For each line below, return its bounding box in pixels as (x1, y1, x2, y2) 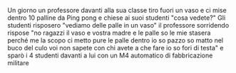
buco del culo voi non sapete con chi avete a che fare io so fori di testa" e (7, 44, 224, 52)
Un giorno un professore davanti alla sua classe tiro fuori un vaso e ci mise (7, 6, 227, 14)
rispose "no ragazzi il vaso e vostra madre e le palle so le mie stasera (7, 28, 211, 37)
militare (7, 59, 30, 67)
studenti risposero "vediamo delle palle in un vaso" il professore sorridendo (7, 21, 230, 29)
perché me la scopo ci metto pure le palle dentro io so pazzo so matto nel (7, 36, 224, 45)
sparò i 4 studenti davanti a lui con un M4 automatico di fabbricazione (7, 51, 213, 60)
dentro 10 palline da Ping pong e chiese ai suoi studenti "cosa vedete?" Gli (7, 13, 226, 22)
